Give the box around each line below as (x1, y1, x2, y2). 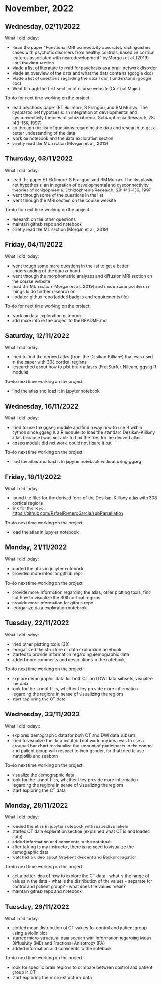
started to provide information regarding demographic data (12, 651, 129, 657)
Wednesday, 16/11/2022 (5, 402, 79, 410)
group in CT (12, 969, 36, 975)
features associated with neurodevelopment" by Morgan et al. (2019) (12, 55, 149, 61)
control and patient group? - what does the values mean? (12, 883, 126, 890)
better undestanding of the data (12, 130, 76, 136)
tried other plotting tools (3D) (12, 641, 70, 647)
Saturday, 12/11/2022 (5, 332, 70, 340)
